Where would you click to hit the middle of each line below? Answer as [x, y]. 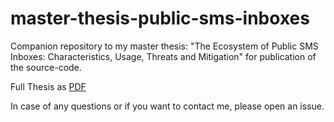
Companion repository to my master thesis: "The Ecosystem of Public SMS [164, 46]
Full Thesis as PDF [48, 86]
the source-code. [46, 67]
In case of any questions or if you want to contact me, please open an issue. [167, 106]
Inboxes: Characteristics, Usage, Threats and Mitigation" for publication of [163, 56]
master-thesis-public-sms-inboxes [160, 18]
